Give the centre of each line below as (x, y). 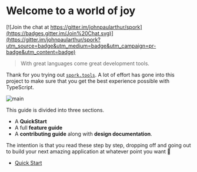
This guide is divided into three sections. (55, 110)
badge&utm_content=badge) (41, 52)
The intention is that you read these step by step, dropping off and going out (98, 145)
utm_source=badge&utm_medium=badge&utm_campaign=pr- (81, 46)
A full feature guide (39, 127)
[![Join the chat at (28, 27)
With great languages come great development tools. (85, 63)
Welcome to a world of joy (71, 11)
